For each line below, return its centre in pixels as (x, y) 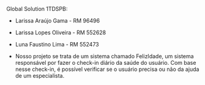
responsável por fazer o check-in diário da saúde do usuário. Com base (106, 63)
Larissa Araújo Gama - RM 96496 (57, 20)
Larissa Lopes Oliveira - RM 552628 (61, 32)
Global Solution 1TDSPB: (37, 9)
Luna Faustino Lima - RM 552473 (57, 44)
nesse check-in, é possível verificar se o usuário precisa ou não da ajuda (107, 69)
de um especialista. (40, 76)
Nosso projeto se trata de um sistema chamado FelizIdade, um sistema (104, 56)
